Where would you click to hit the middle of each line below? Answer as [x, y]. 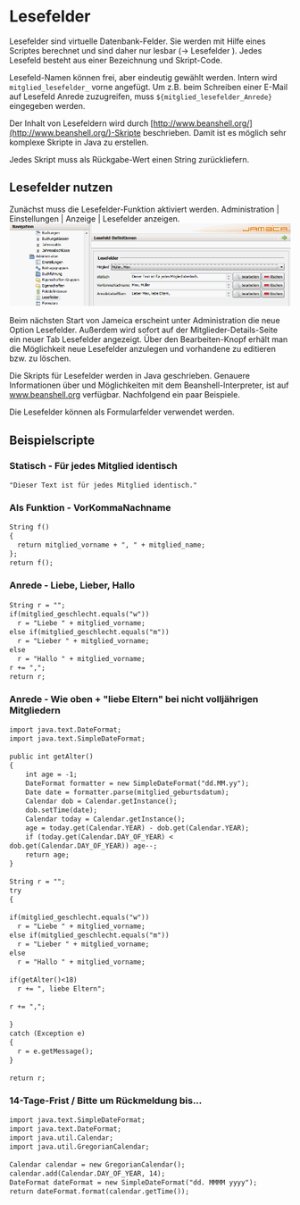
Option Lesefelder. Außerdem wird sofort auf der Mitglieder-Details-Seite [144, 330]
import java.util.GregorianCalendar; [79, 1147]
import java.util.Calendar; [62, 1138]
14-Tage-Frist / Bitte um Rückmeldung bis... [106, 1100]
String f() [29, 527]
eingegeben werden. [47, 105]
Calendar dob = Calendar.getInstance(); [101, 801]
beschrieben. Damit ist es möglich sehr [215, 132]
